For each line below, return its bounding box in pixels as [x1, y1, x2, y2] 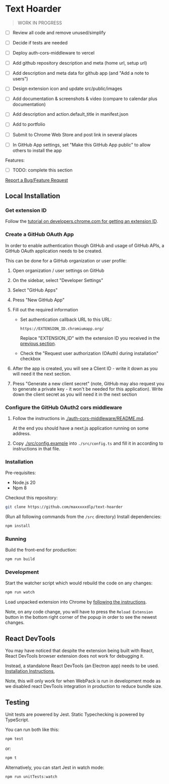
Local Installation [5, 192, 61, 200]
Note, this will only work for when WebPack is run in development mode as [5, 678, 161, 684]
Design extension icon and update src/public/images [12, 85, 123, 91]
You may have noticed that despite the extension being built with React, [5, 648, 154, 654]
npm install [5, 524, 30, 529]
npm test [5, 736, 24, 741]
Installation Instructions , [5, 668, 55, 674]
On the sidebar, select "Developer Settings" [12, 277, 103, 283]
